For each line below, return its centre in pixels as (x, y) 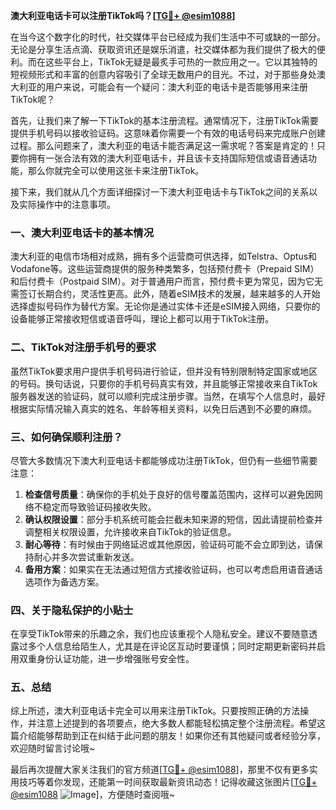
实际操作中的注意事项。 (67, 204)
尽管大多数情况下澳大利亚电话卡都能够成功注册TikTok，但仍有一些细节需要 (164, 460)
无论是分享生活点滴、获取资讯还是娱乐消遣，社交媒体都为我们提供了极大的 (163, 49)
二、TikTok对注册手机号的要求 (83, 347)
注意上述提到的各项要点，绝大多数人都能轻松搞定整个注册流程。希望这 (181, 723)
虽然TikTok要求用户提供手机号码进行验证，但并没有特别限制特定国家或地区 (164, 371)
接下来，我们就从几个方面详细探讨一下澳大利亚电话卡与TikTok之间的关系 (160, 192)
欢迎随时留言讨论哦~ (53, 748)
